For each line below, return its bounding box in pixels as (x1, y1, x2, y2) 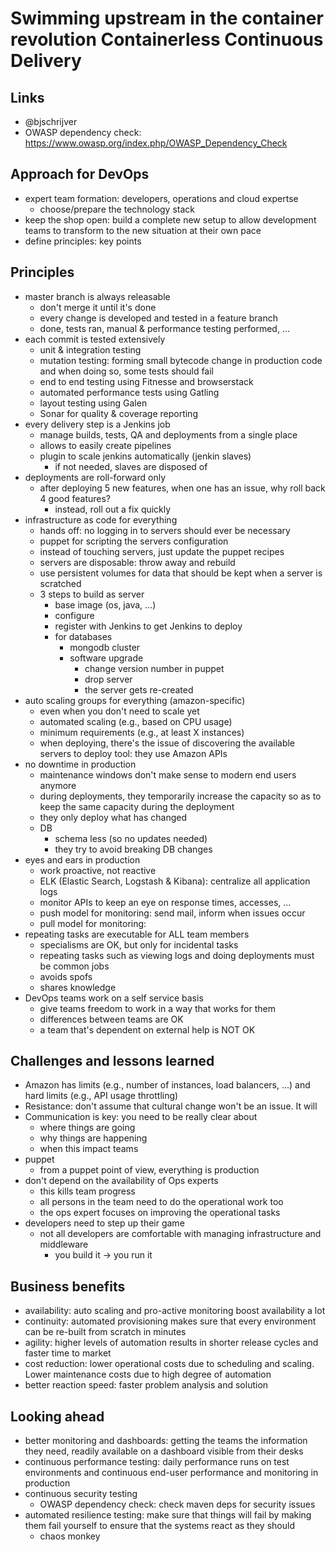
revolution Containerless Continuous (10, 28, 324, 51)
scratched (39, 577, 82, 589)
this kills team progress (39, 1185, 136, 1197)
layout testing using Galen (39, 397, 148, 409)
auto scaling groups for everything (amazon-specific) (24, 694, 246, 706)
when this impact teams (39, 1143, 139, 1155)
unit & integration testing (39, 343, 142, 356)
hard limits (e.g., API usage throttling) (24, 1090, 179, 1102)
